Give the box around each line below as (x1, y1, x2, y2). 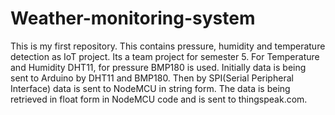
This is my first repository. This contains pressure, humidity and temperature (10, 40, 326, 52)
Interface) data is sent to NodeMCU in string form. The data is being (10, 82, 291, 94)
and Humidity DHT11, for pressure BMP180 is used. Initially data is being (10, 61, 307, 73)
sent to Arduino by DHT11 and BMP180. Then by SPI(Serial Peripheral (10, 72, 294, 84)
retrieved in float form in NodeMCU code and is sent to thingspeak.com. (10, 93, 308, 105)
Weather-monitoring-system (10, 7, 256, 30)
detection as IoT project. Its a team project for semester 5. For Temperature (10, 50, 320, 62)
